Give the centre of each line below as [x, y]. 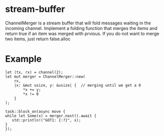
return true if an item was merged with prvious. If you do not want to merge [82, 33]
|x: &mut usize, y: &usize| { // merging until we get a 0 [78, 85]
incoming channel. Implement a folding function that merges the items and [81, 28]
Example [23, 59]
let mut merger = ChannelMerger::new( [45, 76]
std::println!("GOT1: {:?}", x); [46, 120]
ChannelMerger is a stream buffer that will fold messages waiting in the [78, 23]
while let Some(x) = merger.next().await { [51, 116]
